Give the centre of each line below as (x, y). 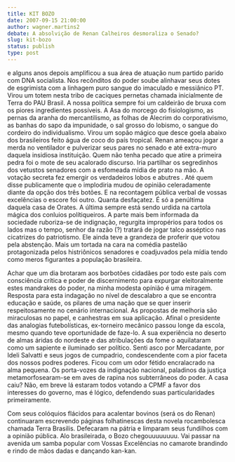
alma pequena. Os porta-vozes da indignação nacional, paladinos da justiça (117, 370)
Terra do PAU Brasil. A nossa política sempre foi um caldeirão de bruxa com (117, 103)
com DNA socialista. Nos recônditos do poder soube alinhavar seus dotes (114, 80)
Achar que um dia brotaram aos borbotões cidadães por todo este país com (117, 273)
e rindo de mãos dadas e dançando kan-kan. (72, 451)
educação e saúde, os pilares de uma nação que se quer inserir (99, 303)
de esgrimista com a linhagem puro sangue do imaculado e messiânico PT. (116, 88)
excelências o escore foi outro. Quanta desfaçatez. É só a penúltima (106, 199)
